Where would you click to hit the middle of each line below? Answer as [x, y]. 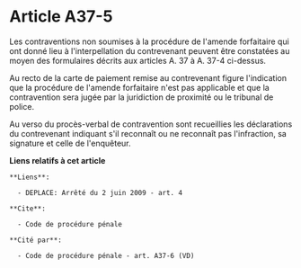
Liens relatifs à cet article [58, 160]
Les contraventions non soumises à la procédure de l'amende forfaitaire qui [149, 41]
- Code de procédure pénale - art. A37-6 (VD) [106, 255]
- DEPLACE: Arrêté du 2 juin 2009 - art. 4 [100, 192]
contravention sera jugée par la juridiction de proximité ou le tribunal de [142, 97]
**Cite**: [28, 209]
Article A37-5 [61, 17]
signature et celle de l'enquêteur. [71, 143]
